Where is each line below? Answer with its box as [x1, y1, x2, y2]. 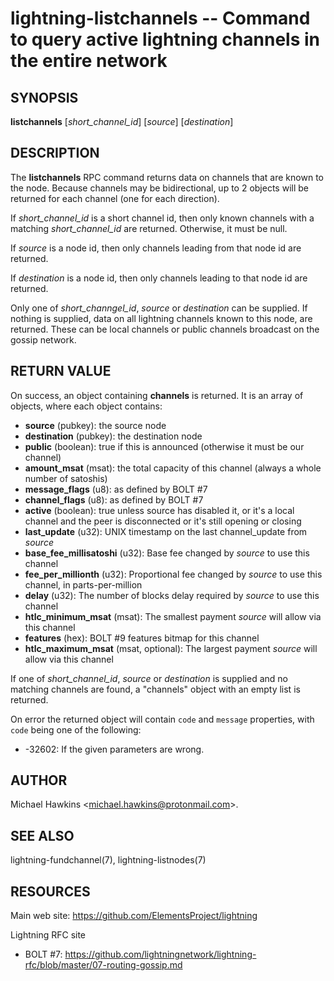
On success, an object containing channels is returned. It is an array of [10, 389, 304, 401]
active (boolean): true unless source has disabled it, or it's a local [24, 504, 295, 516]
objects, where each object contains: [10, 400, 163, 412]
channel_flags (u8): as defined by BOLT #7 [24, 493, 204, 506]
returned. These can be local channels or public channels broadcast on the [10, 323, 320, 335]
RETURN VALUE [10, 363, 112, 380]
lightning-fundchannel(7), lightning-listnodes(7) [10, 854, 207, 866]
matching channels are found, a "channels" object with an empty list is [10, 683, 301, 695]
